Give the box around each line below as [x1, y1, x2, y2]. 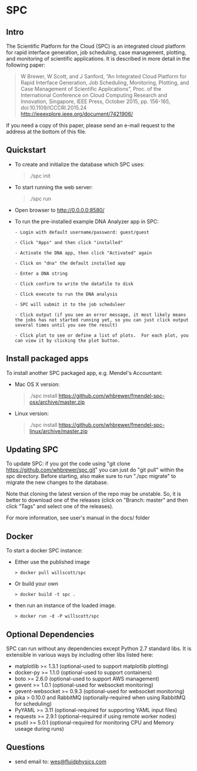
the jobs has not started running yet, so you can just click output [14, 317, 189, 323]
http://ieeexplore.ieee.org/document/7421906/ [20, 110, 133, 117]
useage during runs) [14, 726, 65, 733]
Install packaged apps [6, 354, 89, 364]
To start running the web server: [14, 183, 93, 190]
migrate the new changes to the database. [6, 479, 109, 486]
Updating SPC [6, 444, 59, 454]
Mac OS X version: [14, 381, 60, 388]
